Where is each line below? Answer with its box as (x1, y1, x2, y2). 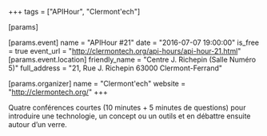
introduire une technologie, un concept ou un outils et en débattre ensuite (8, 111, 251, 121)
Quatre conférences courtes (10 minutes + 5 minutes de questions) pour (8, 103, 246, 112)
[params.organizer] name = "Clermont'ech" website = (8, 79, 186, 88)
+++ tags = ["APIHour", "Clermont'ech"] (8, 7, 141, 16)
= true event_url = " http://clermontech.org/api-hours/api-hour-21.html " (8, 46, 241, 55)
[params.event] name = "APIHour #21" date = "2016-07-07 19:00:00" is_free (8, 38, 260, 47)
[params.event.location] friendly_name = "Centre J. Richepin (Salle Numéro (8, 55, 257, 64)
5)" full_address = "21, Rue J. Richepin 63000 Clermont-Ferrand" (8, 63, 222, 73)
